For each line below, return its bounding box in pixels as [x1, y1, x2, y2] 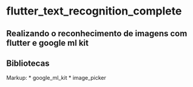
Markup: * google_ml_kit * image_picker [6, 74, 106, 82]
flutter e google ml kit [6, 37, 89, 48]
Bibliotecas [6, 58, 50, 68]
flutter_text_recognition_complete [6, 4, 182, 18]
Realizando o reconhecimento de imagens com [6, 28, 188, 39]
